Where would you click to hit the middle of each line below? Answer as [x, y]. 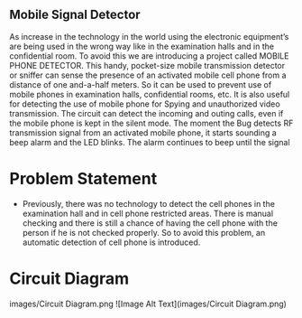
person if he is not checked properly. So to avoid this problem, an [144, 232]
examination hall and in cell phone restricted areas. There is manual [147, 213]
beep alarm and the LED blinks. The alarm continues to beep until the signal [150, 142]
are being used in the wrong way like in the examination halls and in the [142, 46]
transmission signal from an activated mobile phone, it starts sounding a [143, 132]
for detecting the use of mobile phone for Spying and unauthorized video [145, 104]
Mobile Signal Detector [75, 15]
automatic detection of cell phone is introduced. [111, 242]
